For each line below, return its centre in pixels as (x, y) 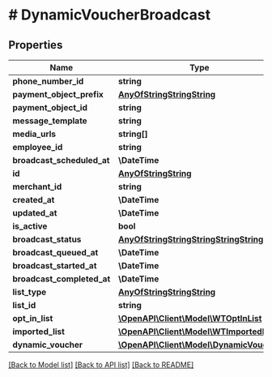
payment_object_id (50, 107)
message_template (50, 121)
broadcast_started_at (55, 266)
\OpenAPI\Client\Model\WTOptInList (190, 318)
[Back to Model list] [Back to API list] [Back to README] (101, 365)
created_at (34, 200)
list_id (24, 305)
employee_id (38, 147)
